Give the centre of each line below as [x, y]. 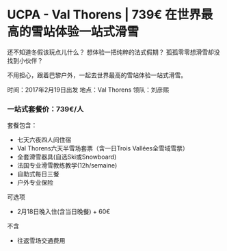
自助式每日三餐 [38, 174]
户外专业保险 [35, 183]
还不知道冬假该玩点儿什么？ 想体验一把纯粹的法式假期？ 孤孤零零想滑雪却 [110, 52]
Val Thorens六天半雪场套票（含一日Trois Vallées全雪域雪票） [103, 148]
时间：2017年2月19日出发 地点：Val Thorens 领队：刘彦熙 [88, 90]
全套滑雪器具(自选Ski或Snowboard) [67, 157]
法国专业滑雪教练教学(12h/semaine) [67, 166]
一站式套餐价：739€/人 [45, 109]
